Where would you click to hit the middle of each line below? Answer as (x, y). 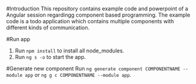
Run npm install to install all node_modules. (70, 51)
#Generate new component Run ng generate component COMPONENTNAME (94, 69)
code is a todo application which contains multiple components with (90, 21)
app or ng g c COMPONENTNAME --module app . (78, 75)
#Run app (18, 39)
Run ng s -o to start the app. (50, 57)
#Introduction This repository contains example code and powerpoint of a (97, 9)
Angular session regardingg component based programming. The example (98, 15)
